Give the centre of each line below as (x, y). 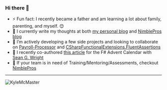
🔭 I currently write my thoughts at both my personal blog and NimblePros (87, 31)
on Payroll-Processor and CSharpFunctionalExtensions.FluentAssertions (86, 47)
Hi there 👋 (17, 8)
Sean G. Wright (28, 58)
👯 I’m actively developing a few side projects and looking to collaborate (85, 42)
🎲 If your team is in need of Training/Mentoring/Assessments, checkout (85, 63)
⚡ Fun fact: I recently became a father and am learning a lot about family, (87, 19)
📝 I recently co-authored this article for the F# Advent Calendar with (82, 52)
